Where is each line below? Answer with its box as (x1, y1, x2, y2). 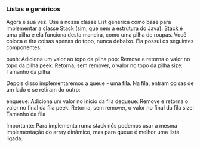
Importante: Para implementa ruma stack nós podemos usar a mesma (6, 122, 177, 129)
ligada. (6, 135, 23, 142)
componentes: (6, 44, 42, 51)
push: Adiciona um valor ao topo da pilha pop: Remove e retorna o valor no (6, 56, 190, 63)
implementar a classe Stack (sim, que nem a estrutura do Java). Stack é (6, 25, 183, 32)
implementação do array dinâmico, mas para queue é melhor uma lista (6, 128, 180, 136)
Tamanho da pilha (6, 68, 50, 75)
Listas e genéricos (6, 5, 61, 13)
